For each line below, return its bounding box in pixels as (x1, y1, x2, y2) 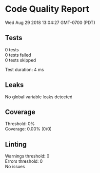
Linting (5, 140, 27, 149)
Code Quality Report (5, 3, 89, 15)
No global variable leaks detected (5, 94, 73, 100)
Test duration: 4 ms (5, 66, 44, 72)
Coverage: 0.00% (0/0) (5, 126, 52, 132)
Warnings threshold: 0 (5, 153, 50, 159)
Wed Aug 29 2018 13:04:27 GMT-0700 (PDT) (5, 20, 95, 25)
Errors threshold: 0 (5, 158, 43, 164)
